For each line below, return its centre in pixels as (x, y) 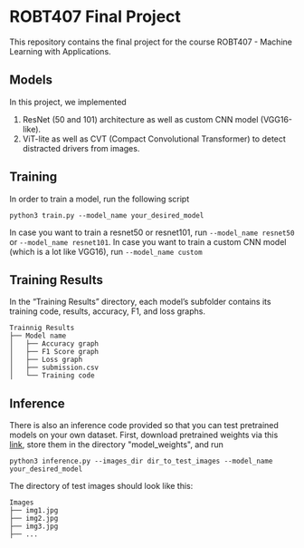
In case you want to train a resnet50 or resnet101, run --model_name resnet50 (152, 232)
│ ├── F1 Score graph (54, 352)
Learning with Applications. (60, 51)
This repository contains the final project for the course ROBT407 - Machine (151, 42)
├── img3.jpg (34, 527)
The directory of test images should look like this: (101, 486)
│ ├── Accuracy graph (54, 344)
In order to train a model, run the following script (100, 199)
